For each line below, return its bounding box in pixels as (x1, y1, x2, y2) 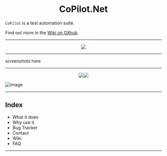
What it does (12, 114, 39, 120)
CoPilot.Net (59, 3, 108, 15)
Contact (12, 130, 29, 136)
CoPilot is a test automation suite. (5, 20, 75, 26)
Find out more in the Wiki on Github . (5, 29, 79, 35)
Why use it (12, 119, 35, 125)
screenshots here (5, 58, 41, 64)
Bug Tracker (12, 125, 38, 131)
